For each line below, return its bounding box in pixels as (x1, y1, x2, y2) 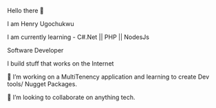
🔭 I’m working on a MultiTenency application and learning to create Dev (7, 72, 210, 81)
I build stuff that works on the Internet (7, 59, 114, 68)
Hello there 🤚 (7, 7, 45, 14)
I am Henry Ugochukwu (7, 20, 74, 27)
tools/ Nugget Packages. (7, 80, 78, 88)
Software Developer (7, 46, 64, 54)
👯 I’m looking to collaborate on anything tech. (7, 93, 136, 101)
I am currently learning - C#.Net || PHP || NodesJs (7, 33, 150, 41)
